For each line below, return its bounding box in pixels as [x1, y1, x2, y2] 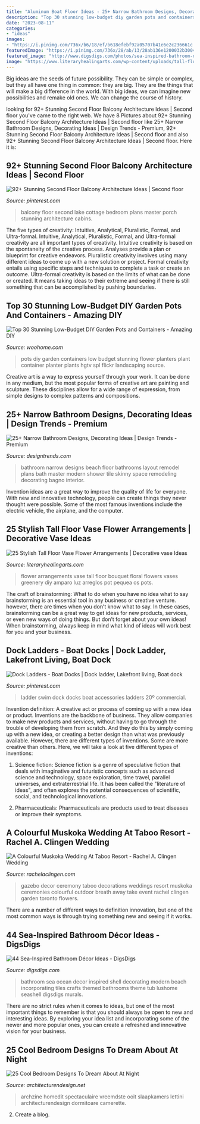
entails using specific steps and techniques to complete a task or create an [6, 264, 190, 271]
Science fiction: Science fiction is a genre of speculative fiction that [14, 761, 180, 768]
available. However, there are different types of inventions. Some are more [6, 736, 189, 744]
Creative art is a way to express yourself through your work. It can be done [6, 373, 190, 380]
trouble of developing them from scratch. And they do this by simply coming [6, 724, 193, 731]
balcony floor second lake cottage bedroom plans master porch [20, 209, 177, 216]
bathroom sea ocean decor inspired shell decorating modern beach [20, 978, 187, 985]
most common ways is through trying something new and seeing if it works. [6, 913, 192, 920]
